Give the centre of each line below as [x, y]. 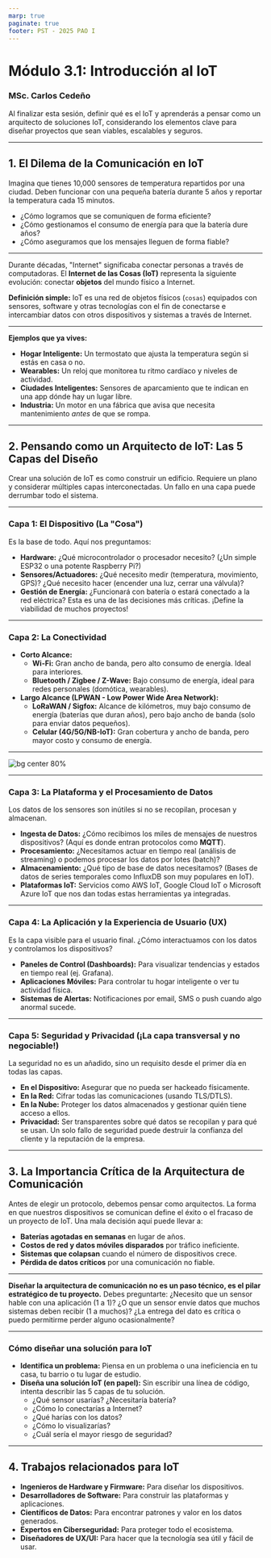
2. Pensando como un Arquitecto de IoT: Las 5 [126, 447]
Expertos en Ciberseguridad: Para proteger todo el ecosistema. [127, 1529]
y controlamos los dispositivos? [60, 948]
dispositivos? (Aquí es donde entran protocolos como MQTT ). [123, 842]
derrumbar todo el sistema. [53, 495]
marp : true [27, 16]
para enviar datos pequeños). [81, 724]
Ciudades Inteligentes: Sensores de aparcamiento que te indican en [134, 387]
